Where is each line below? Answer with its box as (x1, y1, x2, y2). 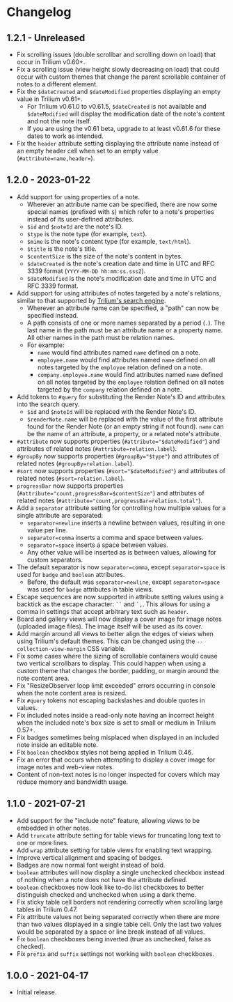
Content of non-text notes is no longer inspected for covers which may (16, 770, 220, 778)
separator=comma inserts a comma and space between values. (26, 533, 204, 541)
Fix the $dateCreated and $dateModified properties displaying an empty (16, 88, 221, 95)
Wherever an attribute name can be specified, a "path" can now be (26, 304, 220, 312)
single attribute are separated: (16, 511, 104, 519)
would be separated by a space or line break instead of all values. (16, 927, 205, 936)
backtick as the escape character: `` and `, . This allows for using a (16, 600, 211, 608)
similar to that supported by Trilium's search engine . (16, 296, 166, 305)
